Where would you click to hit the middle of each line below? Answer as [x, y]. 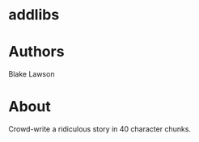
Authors [36, 52]
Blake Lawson [32, 74]
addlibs [34, 15]
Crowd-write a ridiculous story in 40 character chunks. [100, 129]
